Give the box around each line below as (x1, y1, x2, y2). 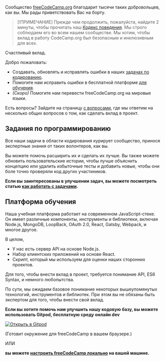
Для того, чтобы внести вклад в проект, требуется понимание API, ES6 (5, 271, 156, 277)
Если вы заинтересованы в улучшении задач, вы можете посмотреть (5, 178, 157, 184)
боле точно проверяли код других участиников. (5, 168, 107, 174)
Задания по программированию (5, 124, 111, 133)
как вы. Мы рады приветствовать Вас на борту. (5, 9, 106, 15)
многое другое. (5, 227, 38, 233)
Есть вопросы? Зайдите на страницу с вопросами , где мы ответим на (5, 105, 153, 111)
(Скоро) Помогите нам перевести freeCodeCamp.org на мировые (12, 90, 152, 96)
